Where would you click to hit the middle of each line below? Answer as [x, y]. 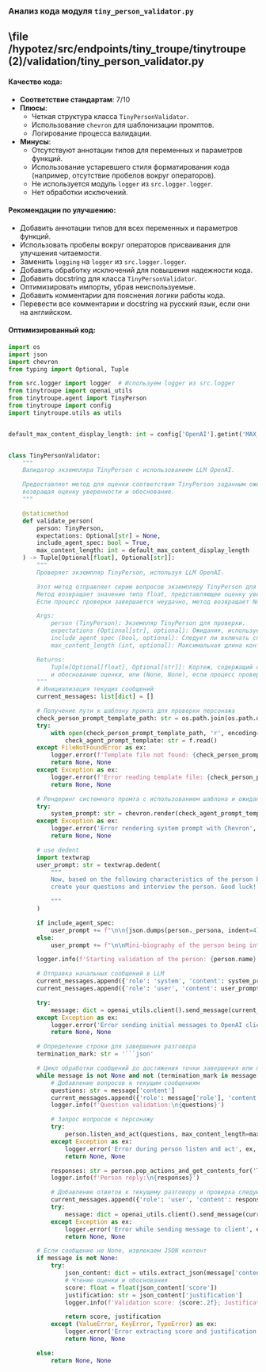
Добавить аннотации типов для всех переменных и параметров [129, 228]
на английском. [46, 312]
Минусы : [35, 141]
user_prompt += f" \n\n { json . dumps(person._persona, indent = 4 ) [155, 930]
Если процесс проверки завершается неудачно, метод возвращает [143, 602]
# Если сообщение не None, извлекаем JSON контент [122, 1251]
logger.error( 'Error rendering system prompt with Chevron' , [154, 829]
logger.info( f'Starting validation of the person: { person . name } [147, 960]
